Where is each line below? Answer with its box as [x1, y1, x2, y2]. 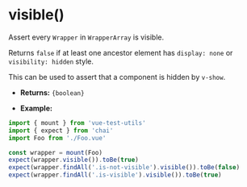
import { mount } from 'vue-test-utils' [8, 118, 147, 127]
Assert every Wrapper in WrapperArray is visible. [8, 32, 164, 42]
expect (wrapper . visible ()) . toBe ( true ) [8, 156, 139, 164]
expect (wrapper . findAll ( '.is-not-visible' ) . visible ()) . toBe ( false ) [8, 164, 241, 172]
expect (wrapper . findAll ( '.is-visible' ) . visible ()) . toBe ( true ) [8, 171, 222, 179]
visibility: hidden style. [8, 56, 94, 66]
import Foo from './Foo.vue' [8, 134, 107, 142]
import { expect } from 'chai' [8, 127, 114, 135]
